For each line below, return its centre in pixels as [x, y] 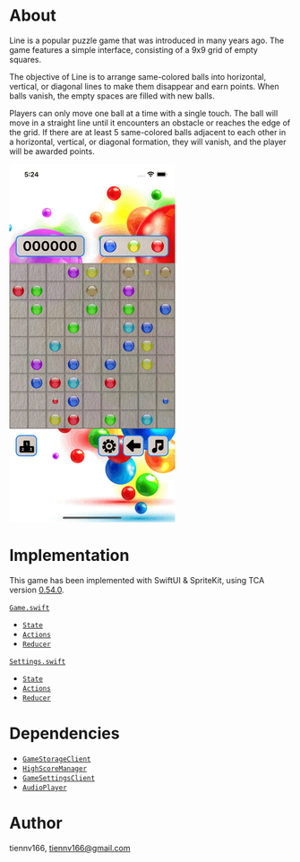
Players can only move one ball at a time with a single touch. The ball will [144, 113]
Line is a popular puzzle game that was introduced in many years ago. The [147, 40]
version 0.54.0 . [37, 590]
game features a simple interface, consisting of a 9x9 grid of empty [133, 49]
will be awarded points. [52, 151]
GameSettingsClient [59, 778]
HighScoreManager [55, 768]
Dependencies [64, 733]
